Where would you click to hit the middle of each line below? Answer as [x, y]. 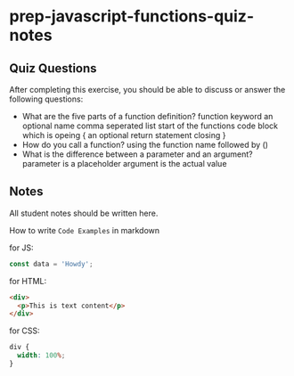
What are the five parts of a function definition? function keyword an [147, 116]
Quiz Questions [53, 68]
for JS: [21, 248]
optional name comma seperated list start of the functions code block [150, 126]
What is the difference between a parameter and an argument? [137, 154]
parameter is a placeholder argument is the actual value [124, 163]
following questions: [46, 99]
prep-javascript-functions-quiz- [132, 16]
